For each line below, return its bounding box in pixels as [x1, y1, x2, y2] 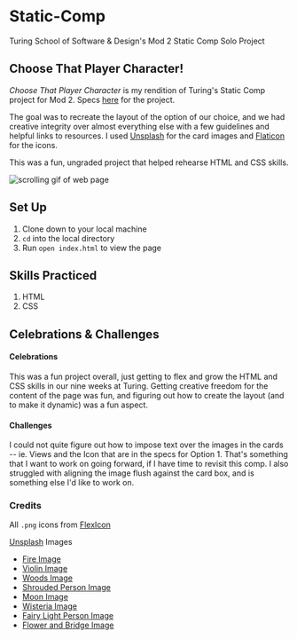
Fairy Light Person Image [21, 611, 113, 621]
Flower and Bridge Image [21, 619, 114, 631]
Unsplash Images [9, 537, 73, 548]
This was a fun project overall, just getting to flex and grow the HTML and [9, 371, 277, 382]
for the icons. [9, 139, 58, 150]
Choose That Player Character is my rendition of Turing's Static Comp [9, 84, 266, 95]
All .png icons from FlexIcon [9, 519, 111, 530]
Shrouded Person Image [21, 582, 111, 593]
